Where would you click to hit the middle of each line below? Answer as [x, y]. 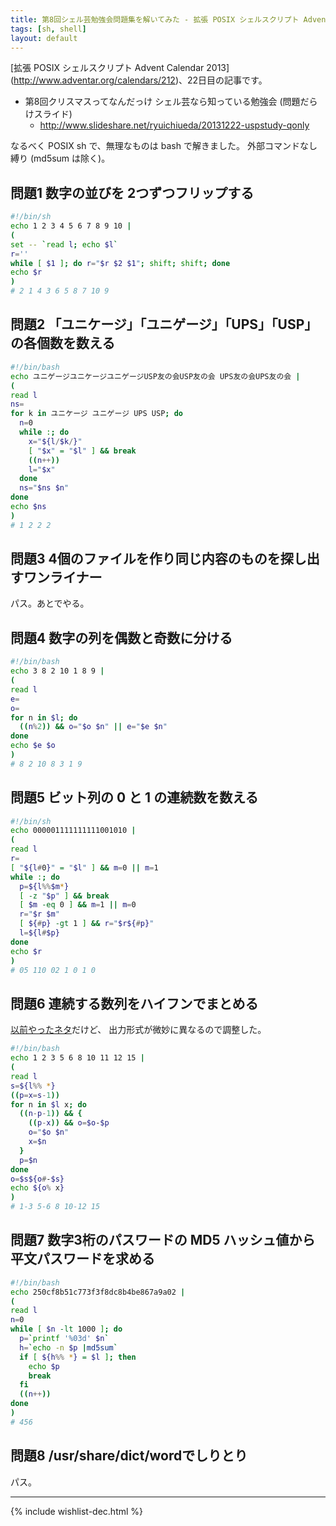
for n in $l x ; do [48, 1104]
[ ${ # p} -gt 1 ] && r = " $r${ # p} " [87, 924]
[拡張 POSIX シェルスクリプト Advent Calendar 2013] [120, 68]
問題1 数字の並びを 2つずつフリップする [132, 192]
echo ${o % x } [37, 1188]
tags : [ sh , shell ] [48, 29]
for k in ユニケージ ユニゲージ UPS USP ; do [96, 414]
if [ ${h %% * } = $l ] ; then [78, 1357]
